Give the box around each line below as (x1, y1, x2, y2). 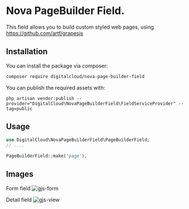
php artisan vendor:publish (6, 95, 75, 101)
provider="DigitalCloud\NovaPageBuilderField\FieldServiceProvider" (6, 101, 176, 107)
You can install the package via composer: (6, 62, 108, 69)
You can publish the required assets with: (6, 84, 106, 91)
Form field (6, 184, 31, 191)
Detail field (6, 196, 32, 203)
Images (6, 169, 34, 179)
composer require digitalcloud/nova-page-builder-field (6, 73, 145, 80)
